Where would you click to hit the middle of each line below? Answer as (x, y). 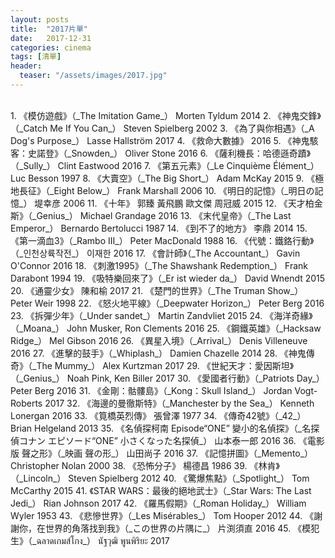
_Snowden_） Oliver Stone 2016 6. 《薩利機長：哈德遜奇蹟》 (189, 153)
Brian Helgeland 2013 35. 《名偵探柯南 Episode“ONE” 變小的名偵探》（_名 (161, 428)
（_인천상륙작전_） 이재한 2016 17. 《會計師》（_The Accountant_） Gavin (155, 253)
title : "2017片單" (49, 29)
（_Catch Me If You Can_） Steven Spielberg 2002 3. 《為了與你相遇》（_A (162, 128)
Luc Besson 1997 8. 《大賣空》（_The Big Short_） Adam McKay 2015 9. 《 (163, 178)
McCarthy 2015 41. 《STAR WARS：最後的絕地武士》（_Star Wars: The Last (161, 490)
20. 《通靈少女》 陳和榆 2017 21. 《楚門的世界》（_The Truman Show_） (157, 290)
